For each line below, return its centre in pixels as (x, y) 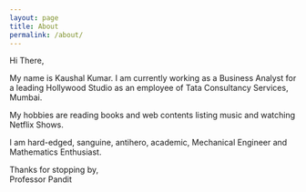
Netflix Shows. (36, 125)
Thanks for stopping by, (54, 170)
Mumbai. (26, 97)
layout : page (34, 18)
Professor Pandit (41, 179)
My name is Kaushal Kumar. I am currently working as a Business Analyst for (153, 78)
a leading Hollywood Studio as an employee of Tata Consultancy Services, (149, 88)
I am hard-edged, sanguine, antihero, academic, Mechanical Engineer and (148, 143)
